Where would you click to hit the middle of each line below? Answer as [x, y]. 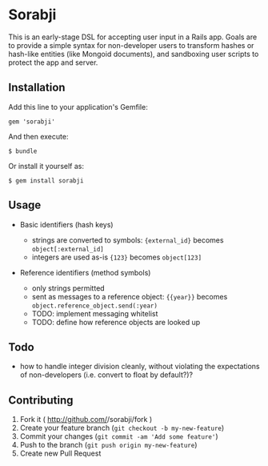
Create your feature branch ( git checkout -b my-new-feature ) [122, 428]
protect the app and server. [53, 62]
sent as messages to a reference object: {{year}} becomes [130, 296]
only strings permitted [68, 288]
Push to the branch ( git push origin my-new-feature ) [108, 445]
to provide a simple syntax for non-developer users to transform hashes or [131, 45]
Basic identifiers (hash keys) [66, 224]
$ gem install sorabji [46, 181]
